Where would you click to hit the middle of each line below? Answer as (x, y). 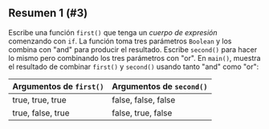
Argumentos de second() (160, 86)
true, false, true (41, 113)
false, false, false (144, 99)
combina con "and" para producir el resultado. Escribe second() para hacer (133, 49)
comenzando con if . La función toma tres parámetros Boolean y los (120, 41)
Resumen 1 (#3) (48, 13)
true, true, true (39, 99)
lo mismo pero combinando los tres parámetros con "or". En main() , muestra (134, 58)
